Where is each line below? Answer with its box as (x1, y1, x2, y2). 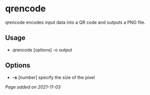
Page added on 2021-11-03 (5, 84, 61, 90)
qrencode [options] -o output (12, 47, 73, 52)
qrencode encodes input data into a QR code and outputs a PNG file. (5, 19, 146, 25)
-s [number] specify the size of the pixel (12, 74, 95, 80)
